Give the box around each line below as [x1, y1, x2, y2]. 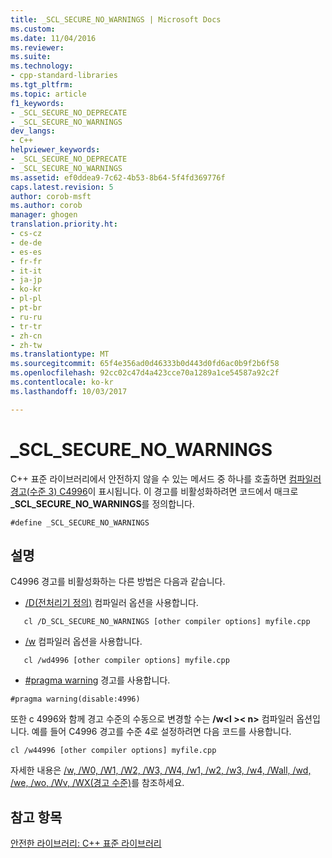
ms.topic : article [10, 89, 87, 99]
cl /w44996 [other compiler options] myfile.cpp [10, 746, 217, 756]
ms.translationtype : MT [10, 349, 110, 360]
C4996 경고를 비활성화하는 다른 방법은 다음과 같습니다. [10, 576, 226, 588]
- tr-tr [10, 321, 43, 331]
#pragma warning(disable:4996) [10, 694, 141, 705]
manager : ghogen [10, 210, 78, 220]
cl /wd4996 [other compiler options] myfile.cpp [23, 656, 230, 666]
